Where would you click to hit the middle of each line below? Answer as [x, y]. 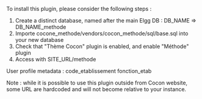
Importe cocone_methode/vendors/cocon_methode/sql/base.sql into [102, 33]
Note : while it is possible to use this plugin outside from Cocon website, [97, 83]
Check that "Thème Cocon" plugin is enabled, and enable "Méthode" [102, 46]
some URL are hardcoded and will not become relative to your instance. [96, 89]
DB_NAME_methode [41, 27]
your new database [39, 40]
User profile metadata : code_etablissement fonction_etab [79, 71]
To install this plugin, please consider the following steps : [79, 9]
